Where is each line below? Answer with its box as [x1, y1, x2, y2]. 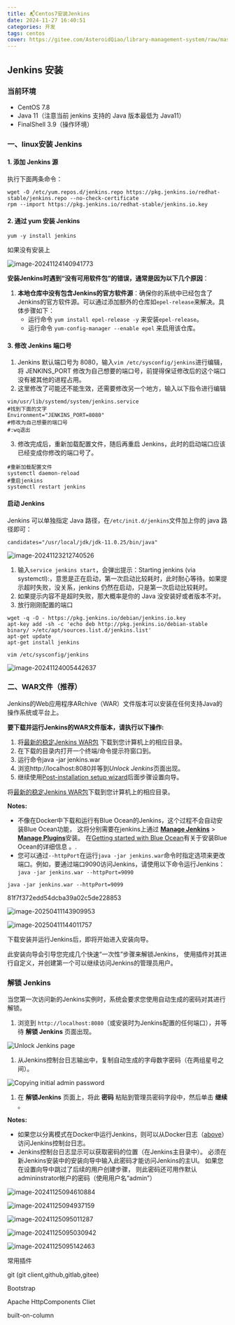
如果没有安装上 [7, 246, 50, 254]
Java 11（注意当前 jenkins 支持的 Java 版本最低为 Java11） [17, 111, 185, 120]
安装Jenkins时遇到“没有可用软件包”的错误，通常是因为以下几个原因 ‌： [7, 274, 209, 283]
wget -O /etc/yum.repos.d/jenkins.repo [7, 188, 124, 196]
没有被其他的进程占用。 [17, 376, 85, 384]
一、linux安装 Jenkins [7, 139, 83, 149]
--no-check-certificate [69, 194, 139, 201]
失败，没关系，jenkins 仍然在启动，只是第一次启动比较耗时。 [36, 583, 212, 591]
